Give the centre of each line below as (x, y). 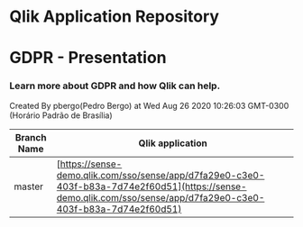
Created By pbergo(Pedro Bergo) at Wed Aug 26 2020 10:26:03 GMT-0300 (149, 105)
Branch (31, 137)
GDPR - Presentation (88, 58)
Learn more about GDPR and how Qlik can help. (115, 86)
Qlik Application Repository (114, 17)
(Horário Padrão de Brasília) (61, 115)
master (28, 186)
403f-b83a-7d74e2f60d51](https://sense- (151, 186)
